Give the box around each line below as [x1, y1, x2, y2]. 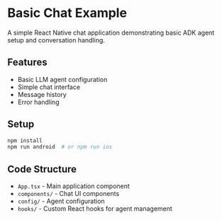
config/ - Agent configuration [17, 197, 105, 206]
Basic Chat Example [7, 5, 128, 21]
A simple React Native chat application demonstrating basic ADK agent [7, 28, 215, 37]
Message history [17, 90, 67, 98]
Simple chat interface [17, 83, 80, 91]
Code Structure [7, 163, 77, 175]
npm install [7, 137, 43, 144]
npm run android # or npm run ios [7, 144, 113, 151]
